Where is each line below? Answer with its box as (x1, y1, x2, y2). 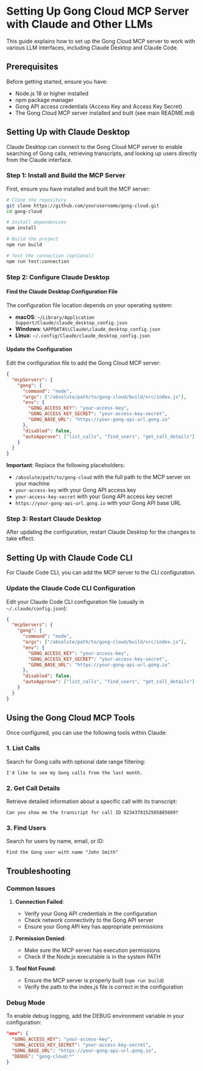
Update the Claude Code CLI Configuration (6, 584, 135, 593)
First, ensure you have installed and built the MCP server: (6, 185, 151, 192)
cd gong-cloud (6, 208, 43, 214)
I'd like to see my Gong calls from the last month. (6, 769, 143, 776)
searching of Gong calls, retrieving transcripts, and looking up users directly (6, 150, 198, 157)
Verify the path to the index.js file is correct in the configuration (24, 983, 183, 990)
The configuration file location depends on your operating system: (6, 301, 173, 309)
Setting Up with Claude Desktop (6, 127, 130, 137)
